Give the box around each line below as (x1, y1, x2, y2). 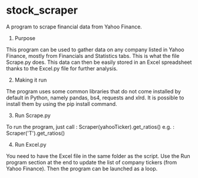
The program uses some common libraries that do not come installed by (6, 88, 181, 95)
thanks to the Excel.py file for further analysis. (6, 64, 118, 72)
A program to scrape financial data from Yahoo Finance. (6, 23, 143, 30)
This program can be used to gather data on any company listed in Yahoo (6, 46, 184, 53)
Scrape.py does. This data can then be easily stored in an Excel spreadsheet (6, 59, 192, 66)
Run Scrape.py (14, 112, 51, 119)
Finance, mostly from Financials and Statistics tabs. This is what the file (6, 52, 180, 59)
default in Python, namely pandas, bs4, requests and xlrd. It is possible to (6, 94, 184, 101)
